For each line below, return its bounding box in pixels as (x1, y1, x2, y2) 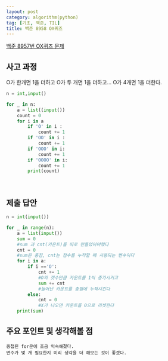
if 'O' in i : (27, 124, 63, 130)
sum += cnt (38, 280, 66, 286)
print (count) (27, 168, 60, 174)
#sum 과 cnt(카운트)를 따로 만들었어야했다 (17, 241, 109, 247)
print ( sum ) (17, 308, 44, 314)
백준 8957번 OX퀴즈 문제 (6, 42, 64, 50)
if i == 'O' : (27, 264, 58, 270)
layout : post (6, 8, 39, 15)
